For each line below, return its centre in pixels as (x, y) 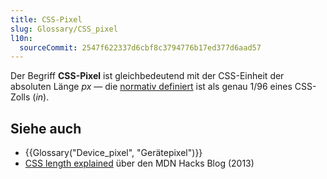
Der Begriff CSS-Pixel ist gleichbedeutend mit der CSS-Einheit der (147, 76)
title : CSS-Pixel (46, 19)
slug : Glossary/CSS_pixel (64, 29)
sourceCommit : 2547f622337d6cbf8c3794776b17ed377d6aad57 (140, 47)
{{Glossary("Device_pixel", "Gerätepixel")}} (113, 153)
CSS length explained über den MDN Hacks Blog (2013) (139, 163)
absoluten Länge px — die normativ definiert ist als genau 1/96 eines (151, 87)
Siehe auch (46, 128)
